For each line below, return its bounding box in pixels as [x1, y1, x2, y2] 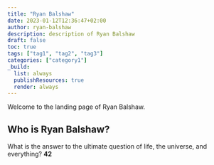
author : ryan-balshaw [7, 23, 72, 31]
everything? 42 [7, 150, 52, 159]
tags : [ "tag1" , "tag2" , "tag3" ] [7, 50, 103, 58]
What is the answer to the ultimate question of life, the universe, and [7, 142, 208, 151]
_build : [7, 63, 31, 70]
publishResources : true [14, 76, 84, 84]
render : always [14, 83, 59, 90]
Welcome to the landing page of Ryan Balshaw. [7, 102, 146, 111]
